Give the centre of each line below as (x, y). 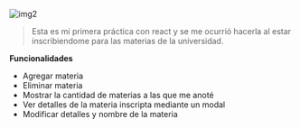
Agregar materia (53, 76)
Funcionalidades (42, 58)
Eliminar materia (52, 85)
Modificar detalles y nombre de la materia (100, 114)
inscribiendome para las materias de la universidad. (127, 41)
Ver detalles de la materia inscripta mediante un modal (124, 105)
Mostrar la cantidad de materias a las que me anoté (118, 95)
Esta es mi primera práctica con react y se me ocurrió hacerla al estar (161, 31)
